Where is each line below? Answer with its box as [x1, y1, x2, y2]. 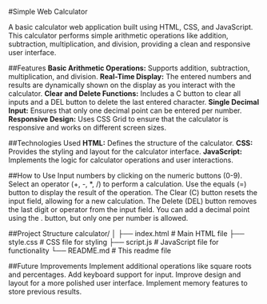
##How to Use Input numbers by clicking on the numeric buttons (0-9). [8, 171, 242, 180]
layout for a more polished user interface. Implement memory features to [8, 278, 248, 287]
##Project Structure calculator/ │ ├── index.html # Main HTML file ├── [8, 229, 245, 238]
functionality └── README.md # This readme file [8, 246, 172, 255]
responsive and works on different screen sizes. [8, 123, 167, 132]
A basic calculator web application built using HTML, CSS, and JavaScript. [8, 22, 253, 31]
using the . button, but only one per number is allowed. [8, 214, 189, 222]
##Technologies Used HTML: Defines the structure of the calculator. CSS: [8, 138, 253, 147]
